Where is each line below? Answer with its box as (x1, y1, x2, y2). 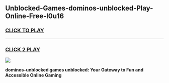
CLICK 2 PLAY (5, 46, 40, 53)
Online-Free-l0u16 (5, 12, 64, 21)
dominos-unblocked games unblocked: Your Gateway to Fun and (5, 66, 144, 72)
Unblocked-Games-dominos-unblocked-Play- (5, 4, 153, 13)
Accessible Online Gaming (5, 72, 62, 78)
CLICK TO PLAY (5, 27, 44, 34)
